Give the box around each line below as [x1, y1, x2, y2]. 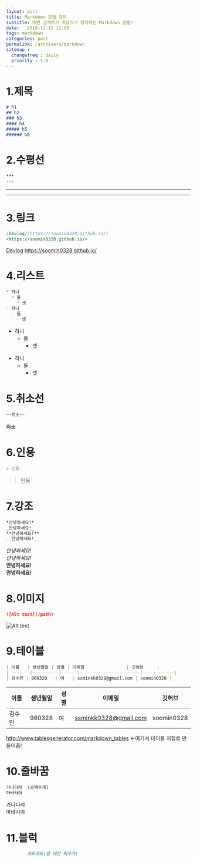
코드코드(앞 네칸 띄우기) [27, 851, 78, 857]
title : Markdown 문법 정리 [6, 14, 67, 20]
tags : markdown [6, 30, 43, 36]
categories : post [6, 36, 49, 42]
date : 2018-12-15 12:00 [6, 25, 69, 31]
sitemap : [6, 47, 30, 53]
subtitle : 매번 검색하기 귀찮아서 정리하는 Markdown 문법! [6, 19, 134, 25]
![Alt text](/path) [6, 612, 54, 617]
